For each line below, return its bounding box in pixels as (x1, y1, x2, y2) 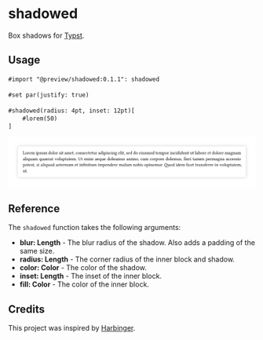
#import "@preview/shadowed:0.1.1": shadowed (8, 75, 159, 83)
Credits (8, 302, 46, 316)
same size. (19, 247, 55, 256)
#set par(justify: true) (8, 91, 89, 99)
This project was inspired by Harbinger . (8, 324, 136, 333)
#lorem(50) (22, 115, 58, 122)
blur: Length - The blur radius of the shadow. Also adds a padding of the (19, 238, 255, 247)
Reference (8, 202, 60, 216)
